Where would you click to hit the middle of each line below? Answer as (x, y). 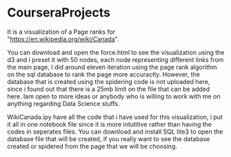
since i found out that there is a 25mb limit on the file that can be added (109, 89)
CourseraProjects (59, 13)
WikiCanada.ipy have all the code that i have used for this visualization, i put (115, 117)
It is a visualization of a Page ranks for (61, 32)
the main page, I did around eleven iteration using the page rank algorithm (112, 67)
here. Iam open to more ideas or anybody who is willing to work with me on (114, 96)
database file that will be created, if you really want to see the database (109, 138)
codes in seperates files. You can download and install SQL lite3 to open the (115, 132)
